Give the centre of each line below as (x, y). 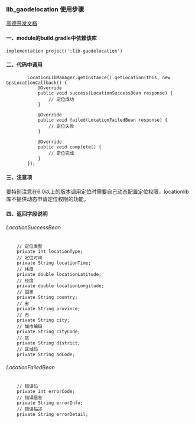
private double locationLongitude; (61, 286)
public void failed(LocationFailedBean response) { (103, 120)
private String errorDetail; (53, 414)
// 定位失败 (61, 126)
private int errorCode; (46, 391)
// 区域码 (27, 349)
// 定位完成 (61, 153)
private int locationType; (50, 251)
